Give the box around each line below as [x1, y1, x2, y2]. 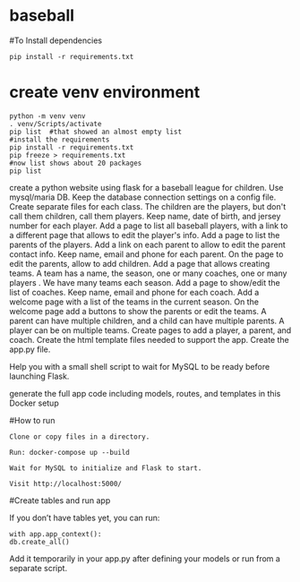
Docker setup [9, 398, 60, 408]
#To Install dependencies [9, 35, 103, 46]
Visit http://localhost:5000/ [9, 479, 123, 488]
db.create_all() [9, 537, 70, 546]
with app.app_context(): [9, 529, 102, 538]
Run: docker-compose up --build [9, 448, 130, 457]
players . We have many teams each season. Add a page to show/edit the [9, 277, 280, 287]
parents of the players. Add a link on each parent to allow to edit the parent [9, 239, 286, 250]
